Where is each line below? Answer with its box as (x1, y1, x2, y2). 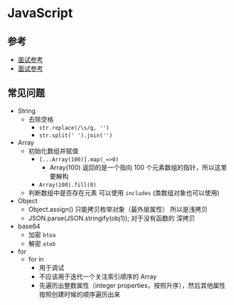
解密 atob (28, 239, 56, 247)
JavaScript (7, 5, 73, 21)
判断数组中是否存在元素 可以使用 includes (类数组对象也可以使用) (28, 188, 220, 197)
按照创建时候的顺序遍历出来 (38, 290, 121, 299)
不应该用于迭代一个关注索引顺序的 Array (38, 272, 157, 281)
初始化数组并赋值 (28, 146, 79, 155)
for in (28, 254, 44, 263)
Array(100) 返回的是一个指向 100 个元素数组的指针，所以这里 (49, 162, 228, 172)
